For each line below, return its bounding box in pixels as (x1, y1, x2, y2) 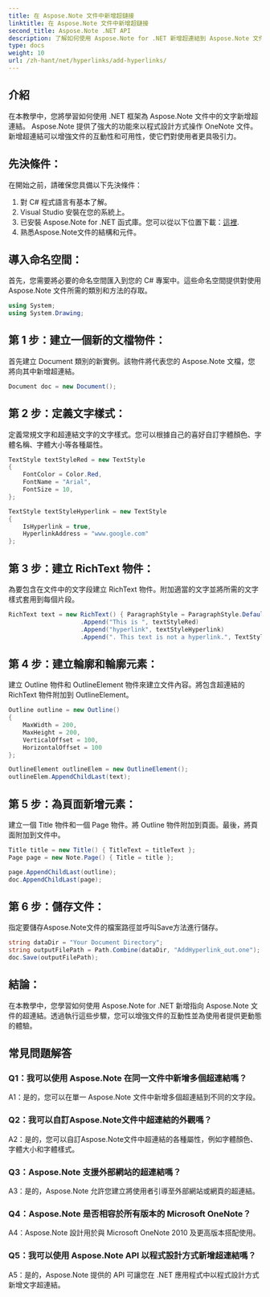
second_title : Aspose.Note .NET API (8, 27, 131, 35)
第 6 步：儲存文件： (8, 899, 105, 913)
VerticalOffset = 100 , (22, 736, 99, 744)
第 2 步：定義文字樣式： (8, 407, 126, 420)
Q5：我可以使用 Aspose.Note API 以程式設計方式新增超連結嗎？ (8, 1250, 257, 1262)
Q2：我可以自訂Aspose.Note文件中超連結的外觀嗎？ (8, 1115, 213, 1126)
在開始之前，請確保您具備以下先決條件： (8, 180, 142, 190)
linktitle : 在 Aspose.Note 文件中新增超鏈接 (8, 19, 149, 27)
